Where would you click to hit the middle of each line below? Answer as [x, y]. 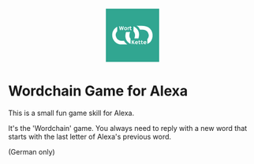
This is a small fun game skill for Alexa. [71, 113]
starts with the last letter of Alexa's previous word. [90, 136]
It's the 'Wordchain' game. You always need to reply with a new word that [128, 128]
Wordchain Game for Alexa [98, 91]
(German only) [32, 151]
